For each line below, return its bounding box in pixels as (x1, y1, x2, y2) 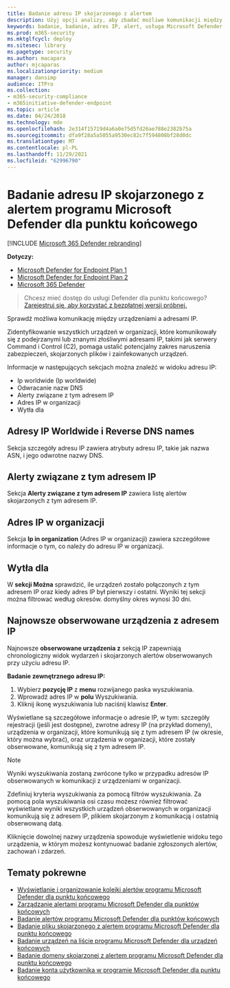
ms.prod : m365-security (7, 29, 76, 36)
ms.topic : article (7, 106, 60, 113)
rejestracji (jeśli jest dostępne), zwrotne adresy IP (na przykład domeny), (7, 720, 213, 728)
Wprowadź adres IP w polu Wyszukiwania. (16, 693, 139, 701)
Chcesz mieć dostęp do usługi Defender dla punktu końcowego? (23, 293, 207, 302)
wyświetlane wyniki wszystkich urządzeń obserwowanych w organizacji (7, 804, 211, 812)
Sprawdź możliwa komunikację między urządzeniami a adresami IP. (7, 314, 198, 322)
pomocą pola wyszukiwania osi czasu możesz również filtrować (7, 797, 188, 806)
